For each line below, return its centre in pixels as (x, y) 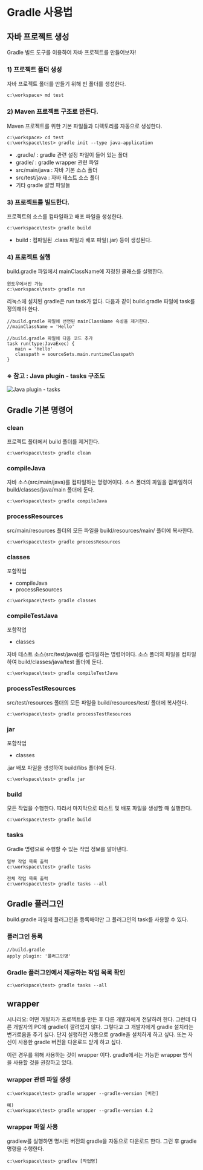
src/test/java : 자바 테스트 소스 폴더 (58, 177)
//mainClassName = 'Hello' (41, 327)
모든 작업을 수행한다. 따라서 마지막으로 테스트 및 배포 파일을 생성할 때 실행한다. (99, 808)
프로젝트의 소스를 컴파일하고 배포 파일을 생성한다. (65, 216)
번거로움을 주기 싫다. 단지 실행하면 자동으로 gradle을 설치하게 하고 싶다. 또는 (97, 1034)
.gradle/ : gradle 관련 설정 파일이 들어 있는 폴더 (72, 154)
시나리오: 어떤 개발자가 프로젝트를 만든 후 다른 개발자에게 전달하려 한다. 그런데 (99, 1019)
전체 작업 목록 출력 (27, 878)
